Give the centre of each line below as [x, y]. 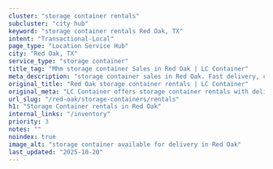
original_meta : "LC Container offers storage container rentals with [129, 91]
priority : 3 [28, 122]
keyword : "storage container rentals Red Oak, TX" [96, 31]
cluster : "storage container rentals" [74, 16]
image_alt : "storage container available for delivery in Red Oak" [125, 144]
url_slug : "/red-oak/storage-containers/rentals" [94, 99]
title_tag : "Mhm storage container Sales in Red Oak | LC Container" [129, 69]
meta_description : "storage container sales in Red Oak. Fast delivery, [134, 76]
